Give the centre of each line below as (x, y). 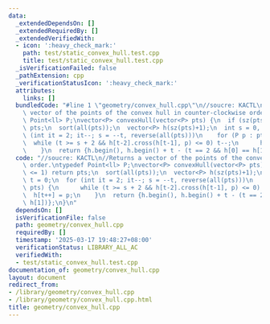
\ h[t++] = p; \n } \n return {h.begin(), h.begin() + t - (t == (140, 195)
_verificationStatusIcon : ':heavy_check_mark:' (97, 83)
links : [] (39, 98)
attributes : (36, 90)
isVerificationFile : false (61, 218)
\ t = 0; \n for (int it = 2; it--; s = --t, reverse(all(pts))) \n (138, 180)
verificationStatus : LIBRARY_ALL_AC (77, 248)
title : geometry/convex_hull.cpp (64, 307)
